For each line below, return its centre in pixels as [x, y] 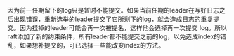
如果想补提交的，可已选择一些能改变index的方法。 [92, 45]
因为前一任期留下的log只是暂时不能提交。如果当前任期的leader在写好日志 [113, 10]
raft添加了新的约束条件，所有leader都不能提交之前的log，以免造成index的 [114, 36]
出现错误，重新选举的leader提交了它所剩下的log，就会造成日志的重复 [113, 19]
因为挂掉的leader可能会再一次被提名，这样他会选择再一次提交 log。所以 [123, 28]
